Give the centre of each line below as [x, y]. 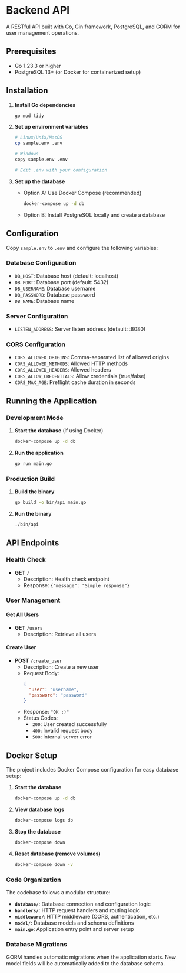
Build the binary [34, 492]
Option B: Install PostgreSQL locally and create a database [94, 215]
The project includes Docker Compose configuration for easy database [92, 770]
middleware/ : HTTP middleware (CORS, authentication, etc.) [87, 917]
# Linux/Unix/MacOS [39, 138]
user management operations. [43, 32]
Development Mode [35, 418]
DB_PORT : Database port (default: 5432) [62, 282]
